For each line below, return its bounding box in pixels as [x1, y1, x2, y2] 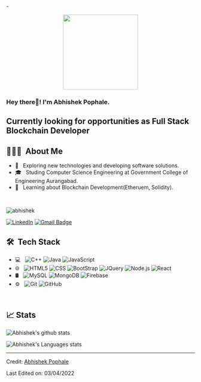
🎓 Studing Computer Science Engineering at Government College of [14, 169, 188, 176]
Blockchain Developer [6, 126, 90, 136]
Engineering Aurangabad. [14, 178, 78, 185]
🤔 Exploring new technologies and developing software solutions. [14, 162, 179, 169]
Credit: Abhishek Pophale [6, 357, 69, 365]
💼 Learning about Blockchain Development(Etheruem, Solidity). [14, 184, 173, 191]
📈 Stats [6, 310, 36, 320]
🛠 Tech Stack [6, 237, 61, 247]
